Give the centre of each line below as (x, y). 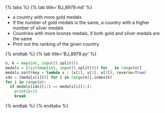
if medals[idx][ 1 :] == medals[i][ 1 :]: (51, 87)
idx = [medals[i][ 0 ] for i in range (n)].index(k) (59, 77)
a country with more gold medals (47, 17)
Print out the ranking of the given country (56, 44)
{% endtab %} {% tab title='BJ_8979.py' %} (51, 54)
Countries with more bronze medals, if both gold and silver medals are (86, 33)
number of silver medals (38, 28)
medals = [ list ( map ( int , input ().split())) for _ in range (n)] (74, 68)
